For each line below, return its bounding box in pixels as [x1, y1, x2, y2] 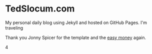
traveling [5, 24, 23, 30]
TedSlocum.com [5, 3, 75, 14]
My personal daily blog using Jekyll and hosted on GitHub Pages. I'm [5, 19, 147, 25]
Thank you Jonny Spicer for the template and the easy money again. [5, 34, 146, 40]
